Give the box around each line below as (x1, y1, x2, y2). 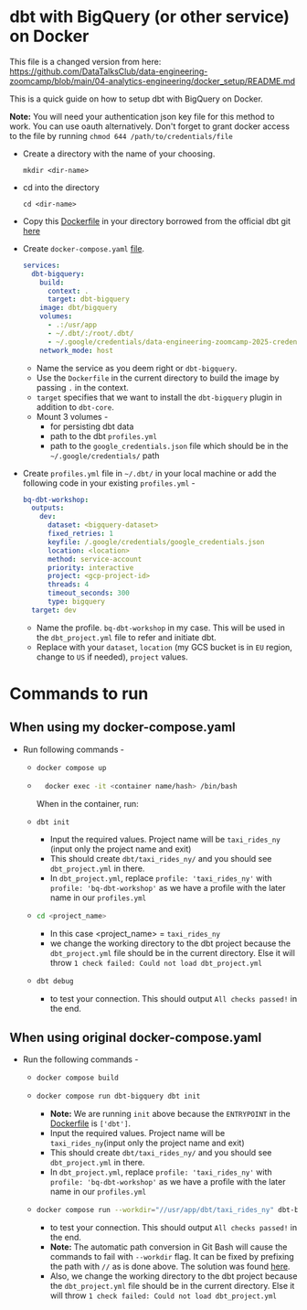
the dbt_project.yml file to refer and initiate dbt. (36, 631, 217, 642)
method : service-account (47, 554, 143, 564)
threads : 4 (47, 580, 90, 589)
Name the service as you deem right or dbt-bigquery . (36, 362, 238, 373)
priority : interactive (47, 563, 134, 573)
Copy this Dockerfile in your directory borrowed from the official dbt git (22, 215, 291, 226)
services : (22, 261, 61, 270)
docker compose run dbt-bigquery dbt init (36, 1091, 201, 1101)
